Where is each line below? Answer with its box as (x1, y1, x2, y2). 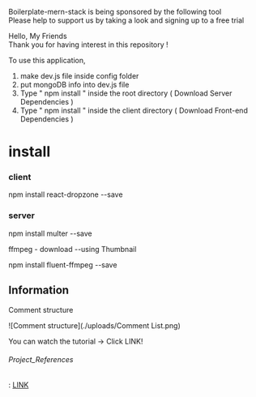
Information (8, 284, 70, 297)
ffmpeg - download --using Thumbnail (8, 244, 137, 254)
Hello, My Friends (8, 32, 67, 41)
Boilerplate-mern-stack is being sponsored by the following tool (8, 7, 222, 16)
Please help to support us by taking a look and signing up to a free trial (8, 15, 245, 25)
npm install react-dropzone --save (8, 190, 123, 199)
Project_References (8, 355, 74, 365)
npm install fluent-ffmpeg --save (8, 259, 117, 270)
